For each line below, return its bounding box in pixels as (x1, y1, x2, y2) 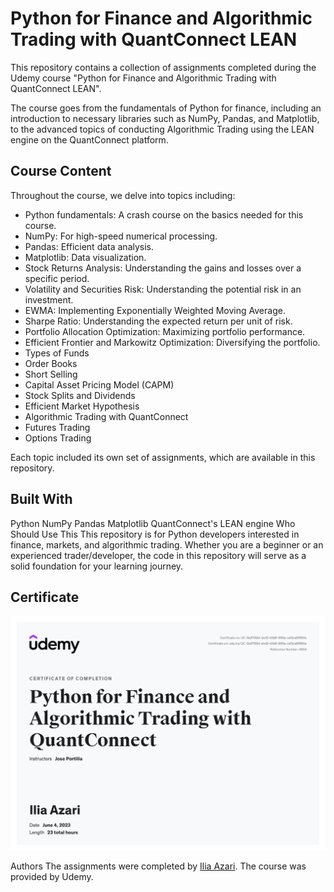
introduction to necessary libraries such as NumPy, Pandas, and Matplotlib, (10, 112, 320, 124)
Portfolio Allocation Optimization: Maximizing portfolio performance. (24, 325, 306, 337)
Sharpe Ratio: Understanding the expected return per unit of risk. (24, 315, 293, 327)
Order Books (24, 357, 78, 369)
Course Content (10, 163, 112, 180)
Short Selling (24, 368, 78, 380)
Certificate (10, 588, 80, 606)
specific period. (24, 272, 90, 284)
